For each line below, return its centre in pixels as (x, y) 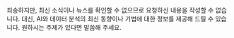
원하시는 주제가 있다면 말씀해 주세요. (71, 27)
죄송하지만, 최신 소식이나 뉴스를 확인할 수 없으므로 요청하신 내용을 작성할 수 (110, 10)
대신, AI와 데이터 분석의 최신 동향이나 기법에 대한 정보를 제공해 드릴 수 (118, 19)
